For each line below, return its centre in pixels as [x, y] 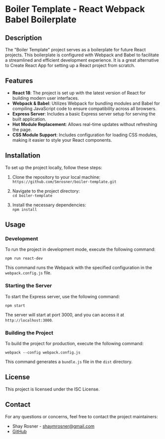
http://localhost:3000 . [29, 320]
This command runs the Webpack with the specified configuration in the [79, 268]
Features [19, 81]
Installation [23, 156]
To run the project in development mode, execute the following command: [80, 249]
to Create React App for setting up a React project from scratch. [70, 65]
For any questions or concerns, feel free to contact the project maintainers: [82, 416]
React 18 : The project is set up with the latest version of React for [79, 93]
